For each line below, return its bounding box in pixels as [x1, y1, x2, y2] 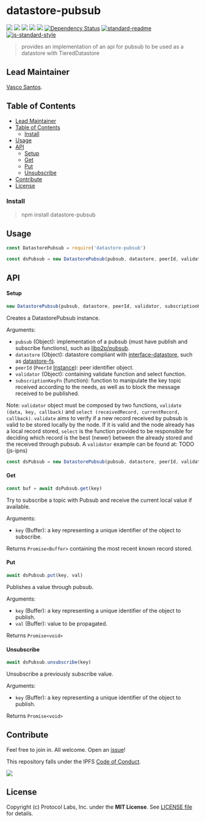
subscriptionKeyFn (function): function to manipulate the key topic [15, 376, 182, 384]
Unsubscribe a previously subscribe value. [6, 670, 114, 677]
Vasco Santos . [6, 83, 43, 90]
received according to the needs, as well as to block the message [15, 383, 181, 390]
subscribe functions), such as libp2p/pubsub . [15, 344, 130, 351]
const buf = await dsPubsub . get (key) [6, 485, 103, 491]
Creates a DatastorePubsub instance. [6, 314, 101, 321]
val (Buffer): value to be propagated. [15, 620, 108, 627]
